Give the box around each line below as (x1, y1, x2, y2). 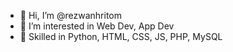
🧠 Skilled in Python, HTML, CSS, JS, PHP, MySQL (19, 31, 223, 42)
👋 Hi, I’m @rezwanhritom (19, 10, 123, 21)
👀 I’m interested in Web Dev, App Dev (19, 20, 175, 32)
